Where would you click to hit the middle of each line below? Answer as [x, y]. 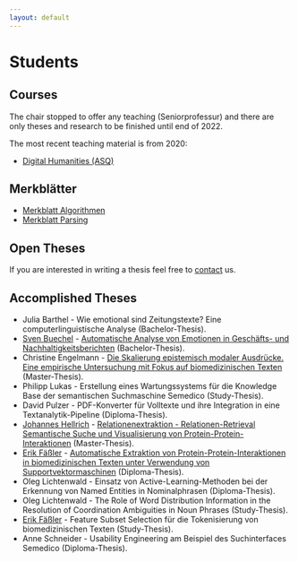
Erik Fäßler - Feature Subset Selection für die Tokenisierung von [140, 520]
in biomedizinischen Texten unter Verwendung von [116, 463]
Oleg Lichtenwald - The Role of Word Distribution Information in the [146, 501]
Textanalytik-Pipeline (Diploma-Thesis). [95, 415]
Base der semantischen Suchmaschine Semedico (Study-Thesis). [143, 396]
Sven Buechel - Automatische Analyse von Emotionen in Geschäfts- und [155, 339]
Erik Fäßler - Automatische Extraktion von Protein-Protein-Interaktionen [154, 453]
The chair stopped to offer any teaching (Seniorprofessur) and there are [142, 117]
